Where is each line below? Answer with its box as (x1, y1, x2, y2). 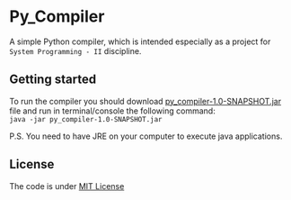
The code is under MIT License (9, 180, 125, 191)
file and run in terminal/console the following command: (9, 105, 216, 116)
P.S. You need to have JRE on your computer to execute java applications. (9, 131, 283, 141)
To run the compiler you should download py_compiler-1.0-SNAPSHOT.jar (9, 95, 281, 106)
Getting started (9, 72, 97, 87)
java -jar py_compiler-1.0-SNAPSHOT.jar (9, 114, 163, 123)
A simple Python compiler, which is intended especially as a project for (9, 36, 271, 47)
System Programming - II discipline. (9, 45, 142, 56)
